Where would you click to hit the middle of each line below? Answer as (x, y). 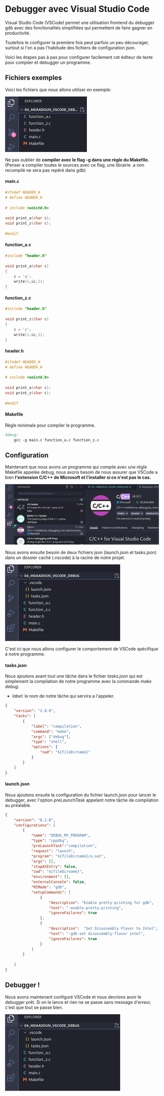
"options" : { (44, 747)
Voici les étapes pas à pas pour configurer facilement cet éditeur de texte (79, 57)
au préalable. (18, 805)
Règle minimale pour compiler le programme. (50, 425)
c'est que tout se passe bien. (34, 1007)
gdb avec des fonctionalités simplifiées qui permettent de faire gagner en (79, 27)
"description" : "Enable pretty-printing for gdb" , (101, 902)
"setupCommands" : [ (51, 892)
